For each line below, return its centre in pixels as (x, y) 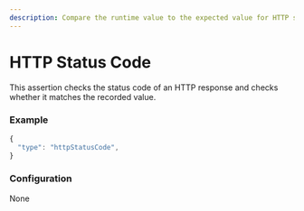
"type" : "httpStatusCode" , (68, 147)
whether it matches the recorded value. (83, 96)
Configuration (41, 179)
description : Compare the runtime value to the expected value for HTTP (149, 18)
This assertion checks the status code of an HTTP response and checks (144, 87)
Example (29, 120)
